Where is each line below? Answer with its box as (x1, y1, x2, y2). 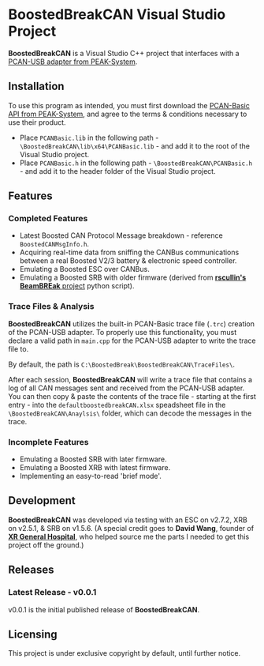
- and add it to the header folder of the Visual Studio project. (19, 166, 216, 175)
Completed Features (8, 213, 88, 224)
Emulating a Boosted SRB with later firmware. (19, 454, 167, 464)
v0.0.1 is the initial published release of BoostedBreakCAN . (8, 604, 200, 614)
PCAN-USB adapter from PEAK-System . (8, 57, 138, 66)
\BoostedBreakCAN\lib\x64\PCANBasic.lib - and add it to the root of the (19, 141, 251, 151)
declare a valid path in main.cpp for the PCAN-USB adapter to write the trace (8, 336, 256, 345)
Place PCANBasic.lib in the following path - (19, 133, 159, 142)
